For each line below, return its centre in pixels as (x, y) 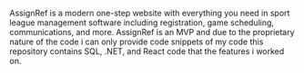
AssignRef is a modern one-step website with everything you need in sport (150, 13)
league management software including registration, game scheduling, (142, 23)
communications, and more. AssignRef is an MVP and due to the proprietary (152, 32)
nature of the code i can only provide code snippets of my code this (137, 41)
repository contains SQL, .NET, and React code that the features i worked (147, 51)
